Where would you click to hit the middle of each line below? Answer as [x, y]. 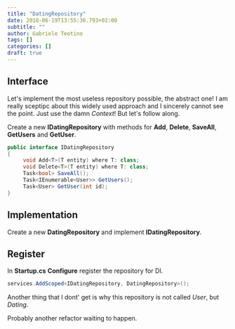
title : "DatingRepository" [47, 14]
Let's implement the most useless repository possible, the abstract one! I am [117, 98]
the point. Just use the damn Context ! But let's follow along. [94, 113]
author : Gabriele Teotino [45, 33]
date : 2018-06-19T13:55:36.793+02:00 [62, 20]
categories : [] [29, 46]
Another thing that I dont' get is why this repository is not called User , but [113, 297]
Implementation [43, 215]
